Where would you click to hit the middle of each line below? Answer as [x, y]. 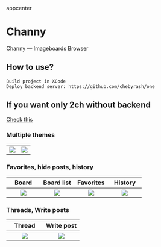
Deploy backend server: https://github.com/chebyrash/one [80, 86]
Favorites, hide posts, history [50, 167]
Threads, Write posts [38, 210]
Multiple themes [31, 135]
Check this [20, 119]
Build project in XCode [36, 81]
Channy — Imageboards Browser [47, 48]
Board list [57, 183]
